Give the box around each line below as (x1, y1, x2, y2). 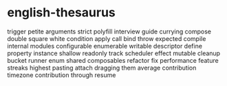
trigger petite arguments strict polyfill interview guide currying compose (7, 27, 212, 35)
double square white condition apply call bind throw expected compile (7, 34, 206, 42)
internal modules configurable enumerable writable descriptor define (7, 42, 203, 50)
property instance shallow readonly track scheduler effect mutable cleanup (7, 49, 221, 57)
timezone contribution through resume (7, 70, 116, 79)
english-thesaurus (7, 5, 116, 20)
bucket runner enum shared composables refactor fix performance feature (7, 56, 219, 64)
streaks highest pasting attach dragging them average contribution (7, 63, 197, 72)
